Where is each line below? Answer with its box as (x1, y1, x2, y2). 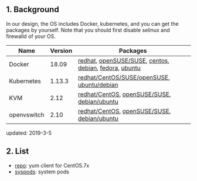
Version (50, 46, 73, 54)
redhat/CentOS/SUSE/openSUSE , (78, 73, 170, 81)
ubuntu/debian (78, 80, 118, 88)
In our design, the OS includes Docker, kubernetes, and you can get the (6, 20, 179, 27)
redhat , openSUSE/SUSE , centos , (78, 56, 170, 64)
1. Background (6, 5, 60, 15)
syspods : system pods (14, 168, 69, 175)
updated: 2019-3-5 (6, 129, 52, 136)
